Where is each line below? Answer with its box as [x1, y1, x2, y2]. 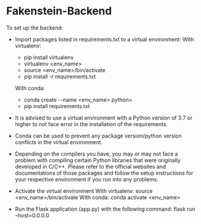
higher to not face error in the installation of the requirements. [14, 120, 168, 127]
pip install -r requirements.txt [23, 73, 96, 80]
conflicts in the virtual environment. [14, 138, 103, 145]
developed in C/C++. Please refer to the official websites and [14, 163, 166, 170]
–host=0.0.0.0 [14, 211, 49, 219]
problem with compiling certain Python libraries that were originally [14, 156, 181, 163]
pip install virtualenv [23, 53, 74, 61]
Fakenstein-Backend [6, 4, 112, 18]
